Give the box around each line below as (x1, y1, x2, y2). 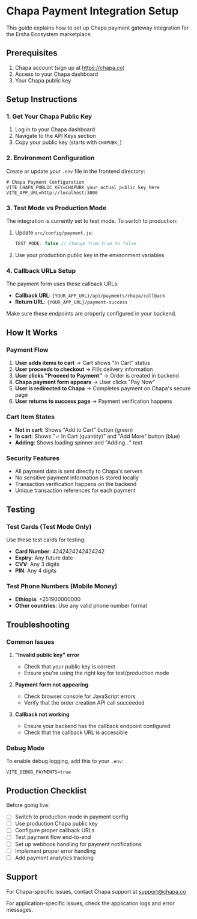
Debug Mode (6, 744, 45, 752)
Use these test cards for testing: (6, 536, 86, 543)
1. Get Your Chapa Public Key (6, 113, 92, 121)
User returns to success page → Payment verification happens (14, 397, 172, 405)
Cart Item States (6, 413, 55, 421)
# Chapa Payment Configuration (6, 179, 85, 185)
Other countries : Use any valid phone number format (14, 602, 148, 609)
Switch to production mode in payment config (14, 813, 129, 820)
